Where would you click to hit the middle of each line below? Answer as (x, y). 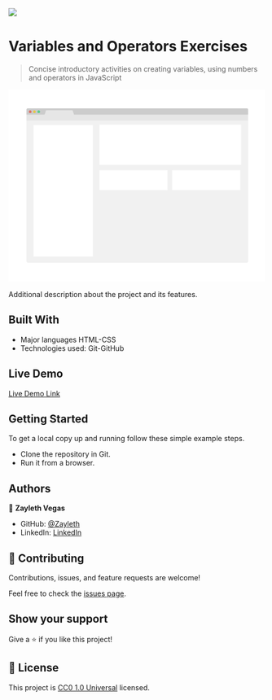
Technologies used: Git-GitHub (72, 348)
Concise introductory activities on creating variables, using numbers (143, 68)
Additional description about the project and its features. (103, 294)
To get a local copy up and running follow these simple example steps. (127, 439)
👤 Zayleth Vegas (37, 508)
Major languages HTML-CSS (68, 339)
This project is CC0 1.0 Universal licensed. (79, 687)
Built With (34, 320)
